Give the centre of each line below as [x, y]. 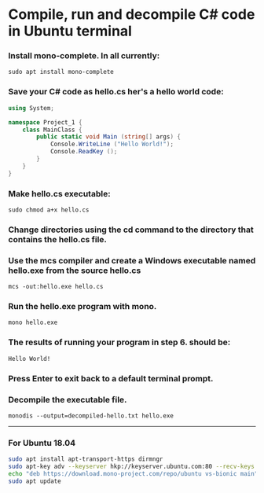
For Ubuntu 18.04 [42, 443]
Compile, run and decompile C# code [132, 15]
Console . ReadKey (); [84, 152]
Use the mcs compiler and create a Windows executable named [132, 260]
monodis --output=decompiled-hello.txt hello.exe [91, 416]
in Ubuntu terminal [70, 31]
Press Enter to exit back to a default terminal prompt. [111, 378]
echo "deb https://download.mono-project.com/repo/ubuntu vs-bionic [123, 474]
